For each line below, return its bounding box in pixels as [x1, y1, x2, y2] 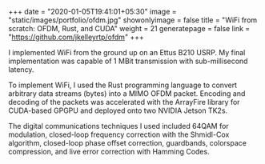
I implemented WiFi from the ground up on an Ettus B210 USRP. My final [8, 48, 246, 57]
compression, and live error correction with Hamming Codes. [8, 147, 210, 156]
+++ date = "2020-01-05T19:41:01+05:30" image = [8, 7, 178, 16]
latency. [8, 65, 34, 74]
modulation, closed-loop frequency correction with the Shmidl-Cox [8, 130, 230, 139]
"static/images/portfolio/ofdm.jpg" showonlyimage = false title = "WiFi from [8, 15, 258, 25]
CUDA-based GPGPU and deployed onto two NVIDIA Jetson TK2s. [8, 106, 228, 115]
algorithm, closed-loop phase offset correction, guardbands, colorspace [8, 138, 247, 147]
